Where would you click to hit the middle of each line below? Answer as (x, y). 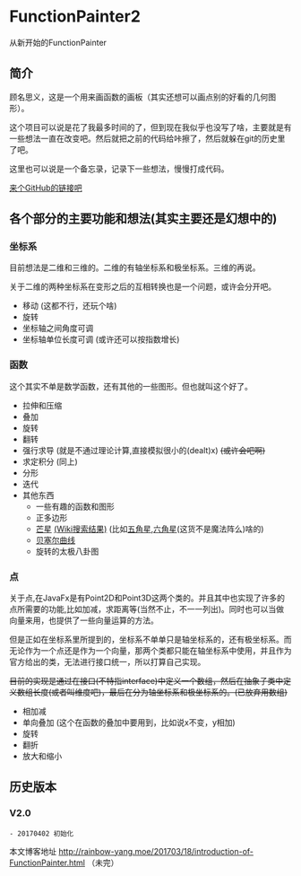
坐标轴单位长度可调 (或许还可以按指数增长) (101, 339)
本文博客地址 (33, 851)
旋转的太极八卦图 (67, 551)
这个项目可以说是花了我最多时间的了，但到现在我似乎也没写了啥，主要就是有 (150, 127)
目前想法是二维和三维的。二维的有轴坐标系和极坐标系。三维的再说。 (135, 267)
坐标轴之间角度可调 (58, 328)
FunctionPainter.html (47, 863)
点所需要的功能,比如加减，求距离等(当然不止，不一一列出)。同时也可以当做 (147, 609)
